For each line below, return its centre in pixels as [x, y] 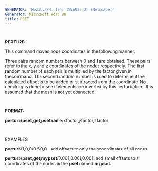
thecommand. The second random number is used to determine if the [75, 77]
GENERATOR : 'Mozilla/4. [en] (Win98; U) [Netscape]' [60, 10]
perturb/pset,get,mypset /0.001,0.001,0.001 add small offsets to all [73, 158]
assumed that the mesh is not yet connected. [50, 92]
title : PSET [17, 19]
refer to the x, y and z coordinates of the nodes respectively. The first [75, 66]
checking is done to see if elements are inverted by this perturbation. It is [79, 87]
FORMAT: [15, 111]
